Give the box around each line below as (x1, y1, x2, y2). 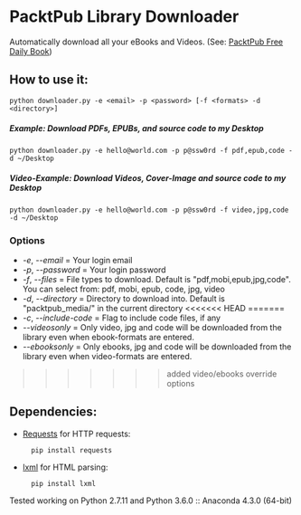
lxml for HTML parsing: (22, 462, 108, 472)
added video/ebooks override (166, 368, 277, 379)
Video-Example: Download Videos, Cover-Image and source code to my (9, 173, 287, 184)
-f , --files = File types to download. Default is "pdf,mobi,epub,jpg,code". (22, 273, 291, 284)
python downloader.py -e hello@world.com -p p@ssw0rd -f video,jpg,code (9, 205, 289, 215)
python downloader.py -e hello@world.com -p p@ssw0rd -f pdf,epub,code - (9, 146, 294, 155)
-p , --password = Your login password (22, 264, 166, 275)
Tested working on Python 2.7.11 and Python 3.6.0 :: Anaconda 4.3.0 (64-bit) (9, 495, 292, 506)
